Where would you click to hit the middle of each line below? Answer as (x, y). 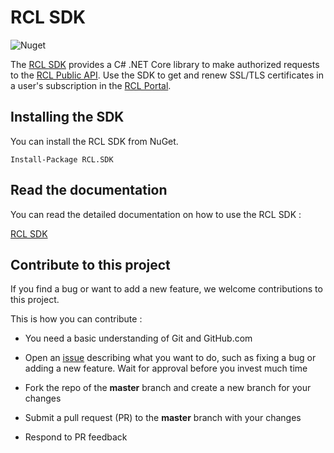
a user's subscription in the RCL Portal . (91, 85)
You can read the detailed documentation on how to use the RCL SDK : (156, 214)
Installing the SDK (67, 117)
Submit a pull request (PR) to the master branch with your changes (163, 418)
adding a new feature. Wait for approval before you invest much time (166, 368)
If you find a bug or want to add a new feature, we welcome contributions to (166, 289)
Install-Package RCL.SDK (62, 159)
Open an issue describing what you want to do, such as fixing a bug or (170, 358)
